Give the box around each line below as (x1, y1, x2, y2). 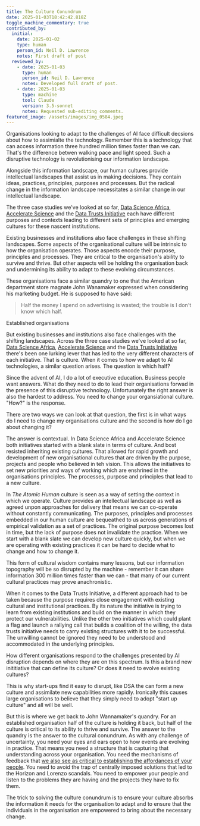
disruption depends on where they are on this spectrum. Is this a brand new (6, 658, 192, 665)
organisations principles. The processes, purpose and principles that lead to (6, 473, 193, 480)
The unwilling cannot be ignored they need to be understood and (6, 634, 165, 642)
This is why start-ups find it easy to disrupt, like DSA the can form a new (6, 683, 184, 690)
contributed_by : (6, 25, 46, 32)
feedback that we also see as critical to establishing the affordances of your (6, 757, 192, 765)
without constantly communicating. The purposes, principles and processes (6, 510, 193, 517)
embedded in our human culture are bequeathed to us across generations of (6, 516, 194, 524)
